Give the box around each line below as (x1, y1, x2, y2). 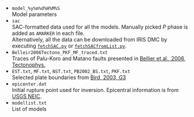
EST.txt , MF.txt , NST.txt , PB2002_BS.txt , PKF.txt (11, 68, 131, 74)
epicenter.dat (11, 81, 47, 87)
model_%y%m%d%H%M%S (11, 5, 61, 11)
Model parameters (11, 11, 58, 18)
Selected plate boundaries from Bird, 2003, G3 (11, 74, 126, 81)
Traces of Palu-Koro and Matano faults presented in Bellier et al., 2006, (11, 55, 186, 62)
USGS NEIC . (11, 93, 42, 100)
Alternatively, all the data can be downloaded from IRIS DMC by (11, 36, 167, 43)
